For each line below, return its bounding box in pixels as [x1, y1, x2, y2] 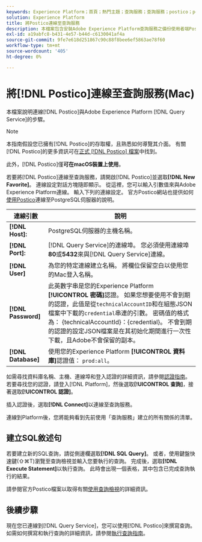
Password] [9, 312, 41, 320]
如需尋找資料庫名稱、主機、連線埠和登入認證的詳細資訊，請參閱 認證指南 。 [6, 372, 191, 380]
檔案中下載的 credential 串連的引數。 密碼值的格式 [47, 308, 189, 317]
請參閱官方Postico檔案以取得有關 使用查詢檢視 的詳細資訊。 [6, 485, 151, 493]
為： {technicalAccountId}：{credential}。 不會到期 [47, 317, 192, 326]
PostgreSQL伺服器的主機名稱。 [47, 226, 136, 235]
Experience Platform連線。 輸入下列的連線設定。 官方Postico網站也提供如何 [6, 188, 194, 196]
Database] [9, 355, 40, 363]
